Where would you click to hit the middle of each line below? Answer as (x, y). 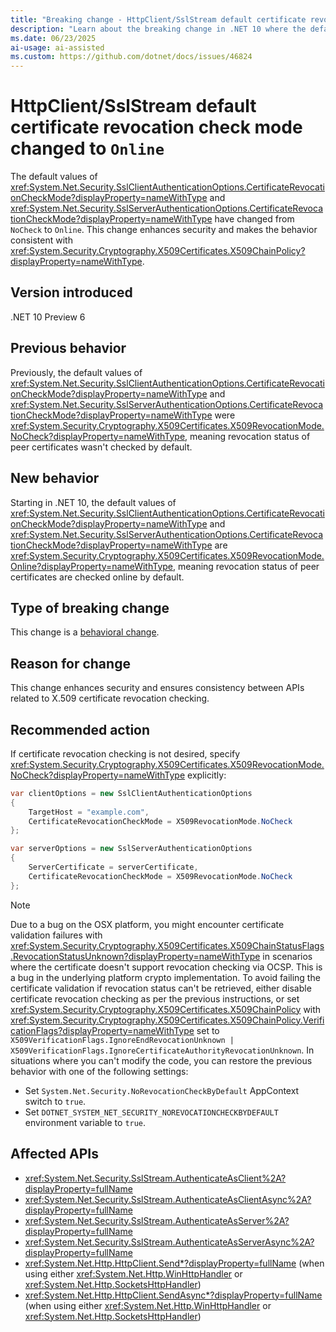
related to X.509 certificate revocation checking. (110, 698)
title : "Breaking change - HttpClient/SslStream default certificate (158, 19)
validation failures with (56, 935)
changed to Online (87, 148)
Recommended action (80, 729)
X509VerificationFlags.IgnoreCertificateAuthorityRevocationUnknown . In (162, 1050)
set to (208, 1030)
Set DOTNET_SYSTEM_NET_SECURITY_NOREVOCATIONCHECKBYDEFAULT (151, 1112)
